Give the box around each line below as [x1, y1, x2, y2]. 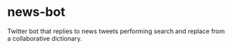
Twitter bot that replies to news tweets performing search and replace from [7, 27, 225, 35]
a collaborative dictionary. [7, 34, 82, 42]
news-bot [7, 4, 65, 20]
